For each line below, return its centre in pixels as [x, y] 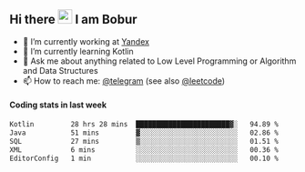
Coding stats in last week [58, 105]
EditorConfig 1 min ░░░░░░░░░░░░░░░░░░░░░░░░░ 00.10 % [144, 158]
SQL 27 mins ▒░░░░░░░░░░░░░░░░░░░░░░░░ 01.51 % [144, 141]
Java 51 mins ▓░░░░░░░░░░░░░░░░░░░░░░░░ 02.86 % [144, 133]
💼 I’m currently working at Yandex [86, 41]
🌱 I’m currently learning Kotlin [78, 51]
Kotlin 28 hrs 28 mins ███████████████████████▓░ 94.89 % [144, 125]
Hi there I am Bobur [74, 20]
